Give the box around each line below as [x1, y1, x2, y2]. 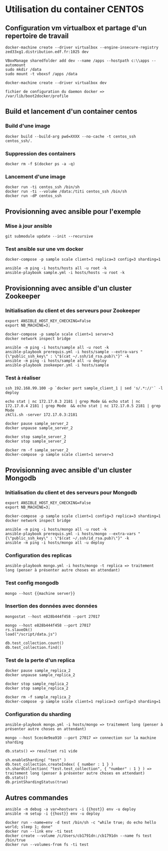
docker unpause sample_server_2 [5, 425, 73, 431]
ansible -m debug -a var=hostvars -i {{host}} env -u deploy [5, 807, 136, 812]
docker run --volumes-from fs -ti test [5, 842, 89, 847]
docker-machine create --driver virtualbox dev [5, 80, 107, 85]
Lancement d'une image [5, 173, 66, 180]
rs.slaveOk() [5, 627, 33, 632]
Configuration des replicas [5, 552, 72, 559]
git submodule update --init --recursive [5, 233, 94, 239]
